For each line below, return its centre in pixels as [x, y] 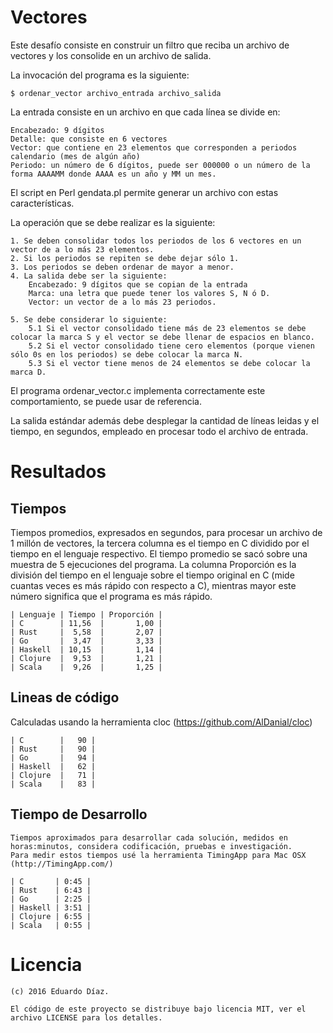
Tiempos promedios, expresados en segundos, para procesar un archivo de [166, 532]
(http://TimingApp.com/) [62, 864]
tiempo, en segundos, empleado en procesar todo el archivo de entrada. [159, 431]
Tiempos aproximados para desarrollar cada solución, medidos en [149, 837]
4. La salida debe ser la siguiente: [89, 276]
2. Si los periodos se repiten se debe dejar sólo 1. [125, 258]
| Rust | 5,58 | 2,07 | [86, 632]
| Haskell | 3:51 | [51, 907]
